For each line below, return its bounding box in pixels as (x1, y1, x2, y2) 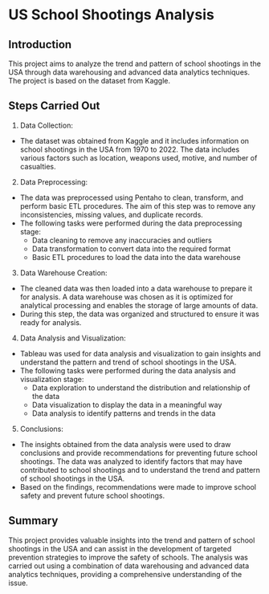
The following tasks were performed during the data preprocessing (19, 218, 243, 228)
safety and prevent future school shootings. (19, 490, 165, 500)
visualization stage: (19, 374, 84, 384)
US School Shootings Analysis (8, 6, 214, 24)
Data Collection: (19, 120, 74, 130)
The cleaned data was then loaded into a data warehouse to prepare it (19, 283, 253, 293)
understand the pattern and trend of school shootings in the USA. (19, 357, 237, 367)
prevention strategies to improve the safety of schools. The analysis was (8, 552, 249, 562)
